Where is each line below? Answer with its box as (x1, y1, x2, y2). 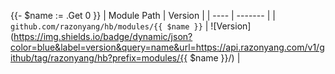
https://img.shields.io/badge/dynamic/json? (13, 31, 193, 42)
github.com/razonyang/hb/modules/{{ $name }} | (10, 20, 209, 32)
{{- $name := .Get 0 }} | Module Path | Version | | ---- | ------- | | (10, 10, 276, 21)
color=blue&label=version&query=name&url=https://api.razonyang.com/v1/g (10, 41, 325, 53)
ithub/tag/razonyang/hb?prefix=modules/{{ (10, 52, 188, 64)
